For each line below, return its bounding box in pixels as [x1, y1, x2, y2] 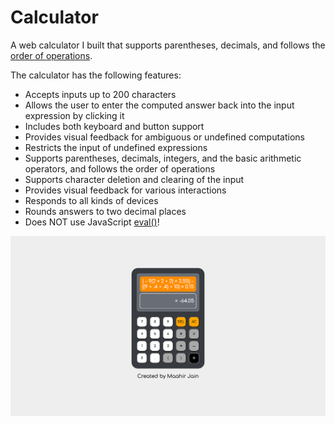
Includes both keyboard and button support [24, 120, 205, 132]
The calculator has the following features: [10, 69, 182, 81]
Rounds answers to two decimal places [24, 205, 187, 217]
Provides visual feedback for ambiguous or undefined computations [24, 131, 305, 143]
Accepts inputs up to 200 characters [24, 88, 177, 100]
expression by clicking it [24, 109, 125, 121]
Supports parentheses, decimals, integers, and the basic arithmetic [24, 152, 302, 164]
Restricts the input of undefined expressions [24, 141, 208, 153]
